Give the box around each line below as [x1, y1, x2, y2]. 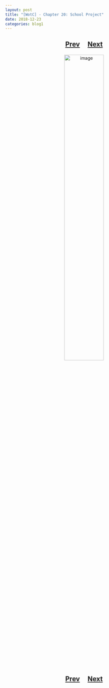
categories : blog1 [5, 21, 43, 27]
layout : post [5, 7, 32, 13]
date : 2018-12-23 [5, 17, 41, 22]
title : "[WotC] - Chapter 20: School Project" [5, 12, 104, 17]
